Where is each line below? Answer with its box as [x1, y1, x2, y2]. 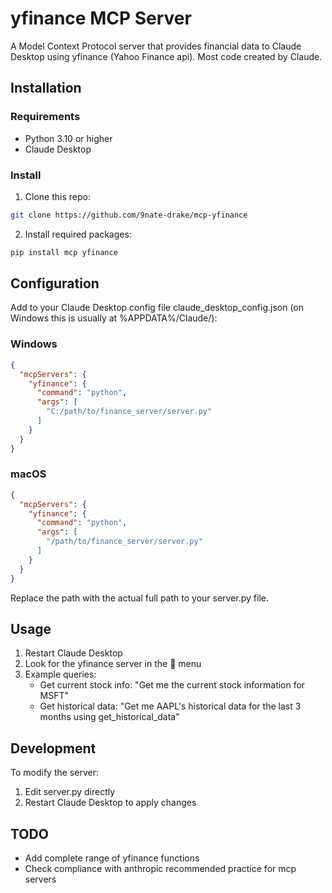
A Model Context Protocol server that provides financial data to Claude [10, 40, 302, 52]
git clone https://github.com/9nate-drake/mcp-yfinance [10, 210, 248, 220]
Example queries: [24, 668, 97, 681]
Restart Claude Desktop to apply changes [24, 797, 197, 809]
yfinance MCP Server [10, 7, 192, 30]
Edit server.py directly [24, 786, 116, 798]
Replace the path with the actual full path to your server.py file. [10, 592, 270, 604]
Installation [10, 80, 82, 97]
